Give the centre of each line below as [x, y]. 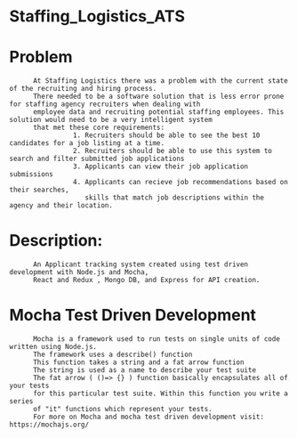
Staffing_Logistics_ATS [97, 16]
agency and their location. [61, 206]
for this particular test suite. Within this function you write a [161, 393]
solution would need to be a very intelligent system [111, 120]
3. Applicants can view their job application [161, 166]
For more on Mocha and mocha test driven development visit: [148, 417]
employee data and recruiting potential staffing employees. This [158, 112]
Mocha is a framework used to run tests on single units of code [156, 339]
